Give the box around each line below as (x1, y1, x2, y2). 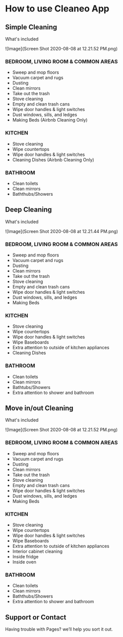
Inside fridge (12, 554, 39, 559)
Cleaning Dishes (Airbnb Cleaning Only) (12, 156, 95, 162)
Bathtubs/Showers (12, 384, 51, 390)
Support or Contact (5, 613, 66, 622)
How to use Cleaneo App (5, 3, 110, 14)
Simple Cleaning (5, 23, 57, 31)
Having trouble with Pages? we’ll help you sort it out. (5, 626, 113, 633)
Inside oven (12, 559, 36, 565)
